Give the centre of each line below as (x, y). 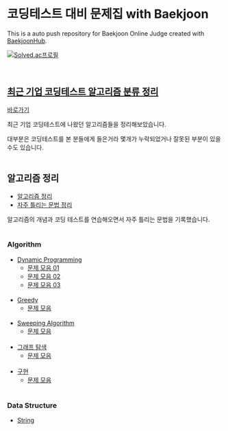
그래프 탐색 (32, 347)
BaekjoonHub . (27, 40)
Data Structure (32, 405)
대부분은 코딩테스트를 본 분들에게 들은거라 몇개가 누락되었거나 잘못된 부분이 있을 (114, 138)
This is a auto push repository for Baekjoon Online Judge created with (106, 33)
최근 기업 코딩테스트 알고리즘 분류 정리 (83, 92)
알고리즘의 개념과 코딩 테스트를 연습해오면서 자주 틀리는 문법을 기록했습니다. (109, 219)
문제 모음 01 (43, 267)
